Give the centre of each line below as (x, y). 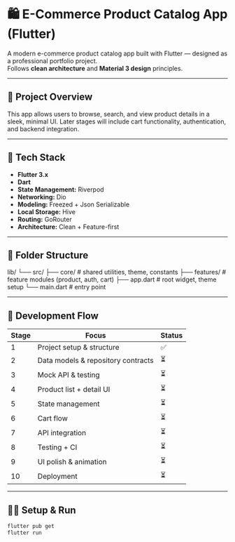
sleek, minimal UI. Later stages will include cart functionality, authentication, (116, 121)
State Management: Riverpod (60, 189)
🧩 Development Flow (53, 316)
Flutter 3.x (33, 174)
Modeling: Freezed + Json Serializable (73, 204)
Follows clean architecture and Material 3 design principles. (95, 68)
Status (172, 336)
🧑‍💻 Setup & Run (42, 510)
